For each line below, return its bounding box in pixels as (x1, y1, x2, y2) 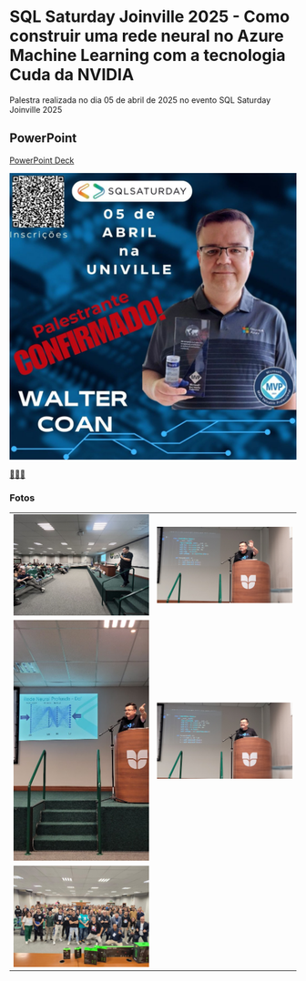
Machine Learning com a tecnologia (9, 46, 286, 66)
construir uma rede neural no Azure (9, 25, 284, 46)
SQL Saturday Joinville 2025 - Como (9, 6, 290, 27)
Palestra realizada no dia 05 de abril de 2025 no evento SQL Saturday (9, 94, 271, 106)
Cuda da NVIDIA (9, 65, 135, 86)
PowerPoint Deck (9, 155, 75, 166)
